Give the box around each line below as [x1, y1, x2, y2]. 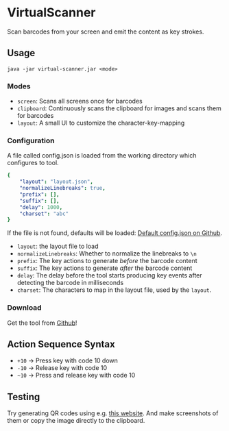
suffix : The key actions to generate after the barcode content [16, 264, 193, 272]
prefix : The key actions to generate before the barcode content [16, 257, 197, 265]
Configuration [7, 136, 55, 145]
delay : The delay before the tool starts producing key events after [16, 271, 202, 280]
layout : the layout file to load [16, 242, 99, 251]
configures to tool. [7, 159, 60, 167]
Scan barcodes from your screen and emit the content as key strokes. [7, 27, 204, 36]
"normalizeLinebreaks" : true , [19, 185, 106, 192]
